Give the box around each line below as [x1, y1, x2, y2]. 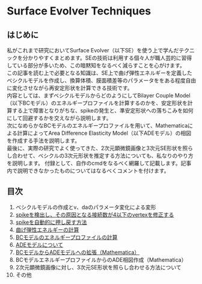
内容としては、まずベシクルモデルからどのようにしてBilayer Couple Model [7, 92, 191, 99]
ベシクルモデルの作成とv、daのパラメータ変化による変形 [15, 203, 156, 211]
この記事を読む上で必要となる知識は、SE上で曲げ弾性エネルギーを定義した [7, 69, 192, 76]
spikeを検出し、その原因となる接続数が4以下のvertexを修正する [15, 211, 174, 218]
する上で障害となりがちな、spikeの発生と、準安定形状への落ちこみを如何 [11, 107, 194, 114]
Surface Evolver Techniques [7, 4, 151, 18]
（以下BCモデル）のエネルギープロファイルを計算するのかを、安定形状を [7, 99, 188, 106]
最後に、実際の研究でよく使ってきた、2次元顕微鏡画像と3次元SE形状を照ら [7, 144, 194, 152]
